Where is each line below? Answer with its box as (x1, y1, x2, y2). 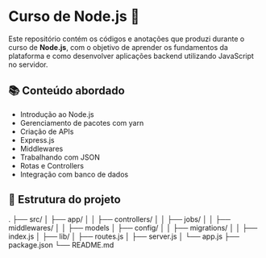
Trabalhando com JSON (19, 152, 101, 162)
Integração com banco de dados (19, 169, 129, 179)
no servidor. (8, 60, 48, 69)
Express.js (19, 135, 55, 144)
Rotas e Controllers (19, 160, 85, 170)
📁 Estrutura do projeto (8, 193, 121, 206)
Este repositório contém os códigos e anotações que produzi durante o (8, 34, 245, 44)
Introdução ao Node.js (19, 109, 94, 119)
